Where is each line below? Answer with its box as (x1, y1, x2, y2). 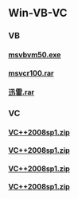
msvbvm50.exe (8, 49, 61, 59)
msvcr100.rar (8, 68, 54, 78)
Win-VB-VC (8, 6, 68, 20)
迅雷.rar (8, 88, 35, 97)
